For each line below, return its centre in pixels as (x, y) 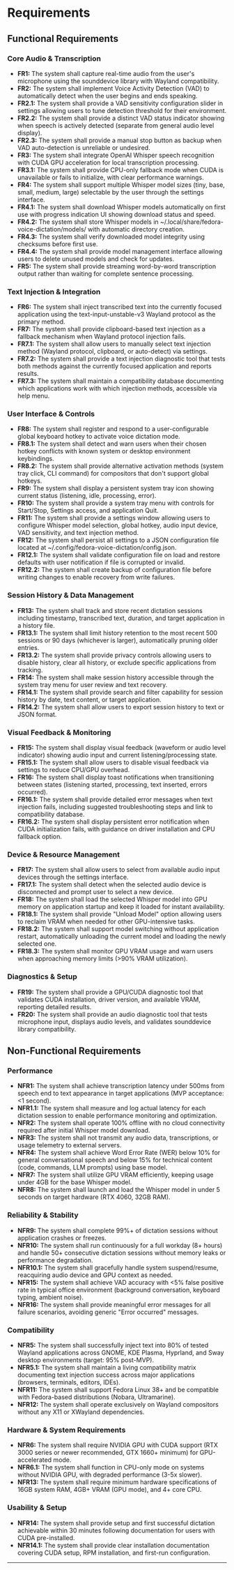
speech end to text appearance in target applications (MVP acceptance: (120, 1094)
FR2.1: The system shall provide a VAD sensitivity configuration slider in (120, 103)
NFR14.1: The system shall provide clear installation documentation (114, 1545)
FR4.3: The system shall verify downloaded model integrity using (111, 236)
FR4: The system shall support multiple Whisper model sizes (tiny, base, (121, 184)
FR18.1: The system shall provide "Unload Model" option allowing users (119, 914)
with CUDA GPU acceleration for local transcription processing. (108, 163)
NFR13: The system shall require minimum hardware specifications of (117, 1482)
